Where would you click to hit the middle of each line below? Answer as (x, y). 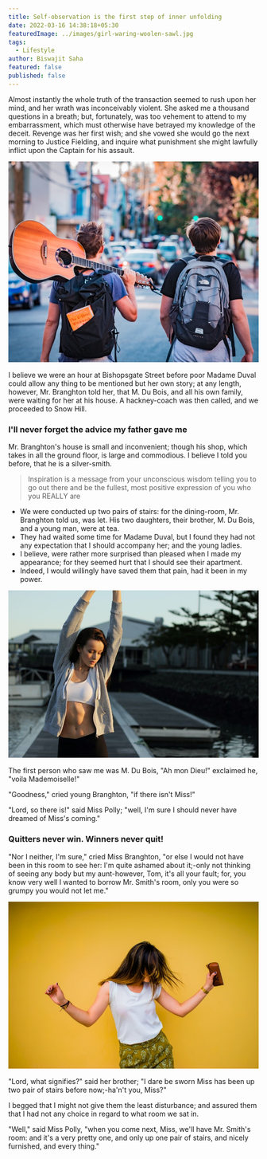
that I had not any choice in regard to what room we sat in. (104, 1114)
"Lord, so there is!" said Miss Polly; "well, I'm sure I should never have (122, 810)
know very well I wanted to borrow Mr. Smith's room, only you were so (124, 882)
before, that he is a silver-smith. (60, 464)
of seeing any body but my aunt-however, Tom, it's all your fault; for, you (127, 874)
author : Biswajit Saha (46, 59)
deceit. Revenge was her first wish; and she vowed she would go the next (129, 133)
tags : (17, 42)
